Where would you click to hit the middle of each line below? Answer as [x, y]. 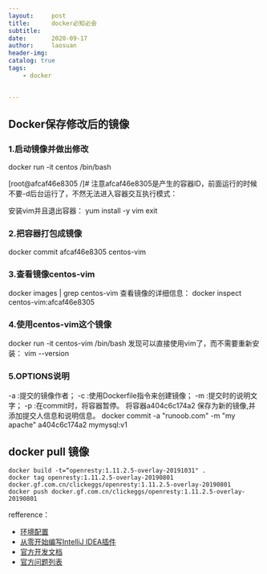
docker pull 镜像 [49, 451]
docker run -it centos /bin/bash [60, 167]
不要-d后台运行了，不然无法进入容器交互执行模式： [93, 194]
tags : [17, 68]
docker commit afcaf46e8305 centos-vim [77, 252]
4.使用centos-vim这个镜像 [60, 324]
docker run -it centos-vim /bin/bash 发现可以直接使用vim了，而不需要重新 [130, 343]
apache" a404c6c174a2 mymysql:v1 [68, 424]
